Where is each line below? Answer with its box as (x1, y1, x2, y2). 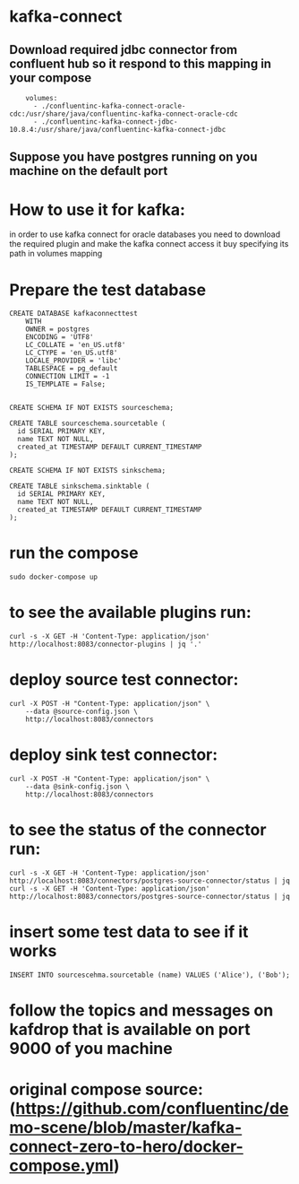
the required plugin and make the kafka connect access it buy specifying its (9, 239, 289, 249)
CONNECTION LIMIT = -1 (25, 372, 110, 381)
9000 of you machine (9, 1039, 173, 1059)
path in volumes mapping (9, 248, 103, 259)
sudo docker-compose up (9, 572, 98, 582)
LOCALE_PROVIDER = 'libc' (25, 356, 123, 365)
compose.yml (9, 1155, 115, 1176)
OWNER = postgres (25, 325, 90, 334)
